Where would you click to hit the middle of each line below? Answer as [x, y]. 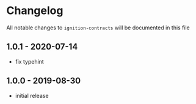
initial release [32, 95]
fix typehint [29, 61]
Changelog [35, 11]
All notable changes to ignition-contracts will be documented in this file [98, 28]
